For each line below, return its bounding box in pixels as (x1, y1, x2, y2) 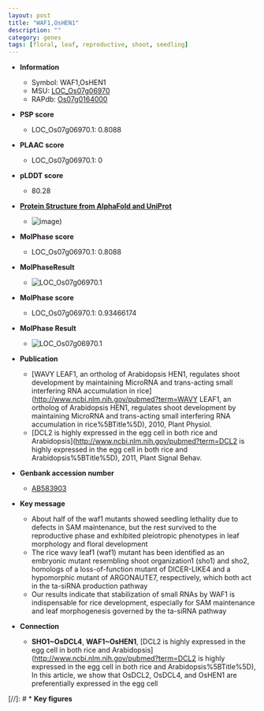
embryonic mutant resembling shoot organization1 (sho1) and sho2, (31, 557, 250, 566)
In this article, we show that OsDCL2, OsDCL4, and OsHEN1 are (31, 671, 238, 680)
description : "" (8, 26, 61, 34)
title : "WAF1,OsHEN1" (8, 19, 80, 27)
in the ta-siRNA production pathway (31, 581, 148, 591)
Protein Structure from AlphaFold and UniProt (19, 202, 172, 211)
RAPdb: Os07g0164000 (31, 95, 108, 104)
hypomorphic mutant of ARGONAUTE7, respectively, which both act (31, 573, 252, 583)
